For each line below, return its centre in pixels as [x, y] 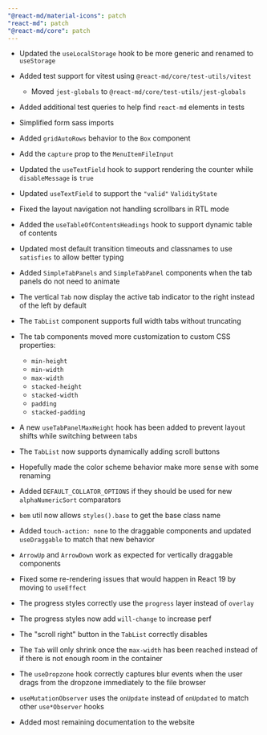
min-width [48, 370]
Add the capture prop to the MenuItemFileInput [96, 154]
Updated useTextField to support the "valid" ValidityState [118, 194]
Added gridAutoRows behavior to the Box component [105, 138]
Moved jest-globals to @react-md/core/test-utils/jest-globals [138, 92]
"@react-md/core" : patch [49, 31]
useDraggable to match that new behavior [87, 540]
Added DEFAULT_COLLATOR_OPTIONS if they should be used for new [125, 492]
